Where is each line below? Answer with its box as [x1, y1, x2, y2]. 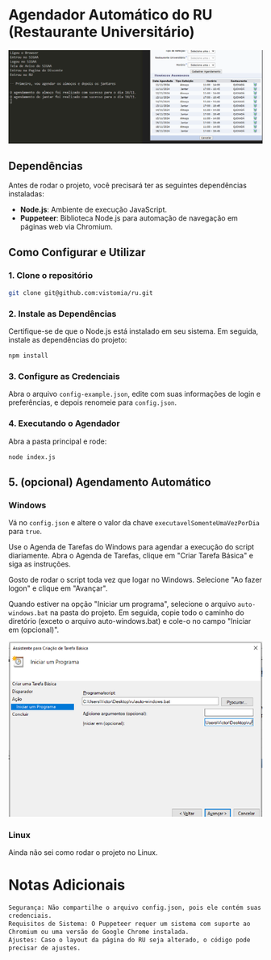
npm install [8, 352, 48, 360]
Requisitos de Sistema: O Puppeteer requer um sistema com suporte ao [8, 920, 251, 928]
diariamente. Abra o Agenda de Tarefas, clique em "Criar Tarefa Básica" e [8, 551, 254, 561]
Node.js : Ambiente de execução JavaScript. [19, 204, 168, 215]
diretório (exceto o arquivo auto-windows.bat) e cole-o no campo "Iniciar [8, 617, 252, 626]
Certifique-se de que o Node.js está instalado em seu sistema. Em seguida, [8, 326, 259, 336]
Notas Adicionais [8, 876, 126, 895]
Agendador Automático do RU [8, 6, 213, 24]
